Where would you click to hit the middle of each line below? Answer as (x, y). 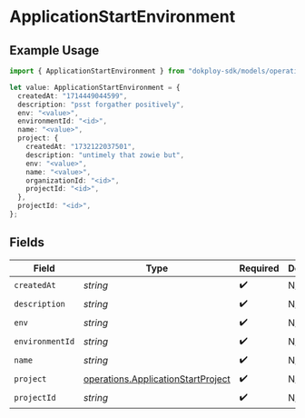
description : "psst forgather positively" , (101, 104)
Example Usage (54, 50)
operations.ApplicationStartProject (157, 379)
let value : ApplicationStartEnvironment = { (95, 87)
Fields (27, 243)
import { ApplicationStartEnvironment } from (97, 71)
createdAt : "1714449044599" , (73, 96)
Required (259, 268)
